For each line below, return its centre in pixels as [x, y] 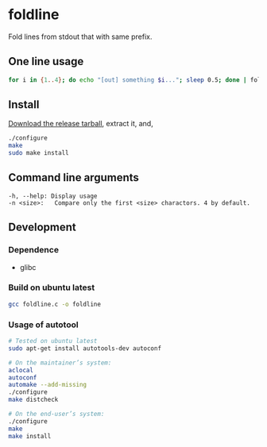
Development [43, 227]
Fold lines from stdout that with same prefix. [80, 37]
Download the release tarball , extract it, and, [81, 124]
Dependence [34, 250]
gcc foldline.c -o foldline [55, 304]
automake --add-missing [48, 385]
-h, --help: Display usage [53, 196]
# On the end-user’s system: [56, 414]
